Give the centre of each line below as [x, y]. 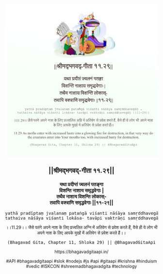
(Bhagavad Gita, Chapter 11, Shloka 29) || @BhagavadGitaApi [81, 242]
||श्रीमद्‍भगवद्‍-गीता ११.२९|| [81, 171]
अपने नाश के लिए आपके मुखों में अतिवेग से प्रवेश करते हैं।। [81, 233]
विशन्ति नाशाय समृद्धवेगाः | [81, 190]
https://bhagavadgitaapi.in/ [81, 252]
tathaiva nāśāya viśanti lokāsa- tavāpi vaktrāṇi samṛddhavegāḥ [83, 218]
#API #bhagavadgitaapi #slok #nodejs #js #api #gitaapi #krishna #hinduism [81, 261]
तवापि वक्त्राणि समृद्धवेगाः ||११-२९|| [81, 203]
